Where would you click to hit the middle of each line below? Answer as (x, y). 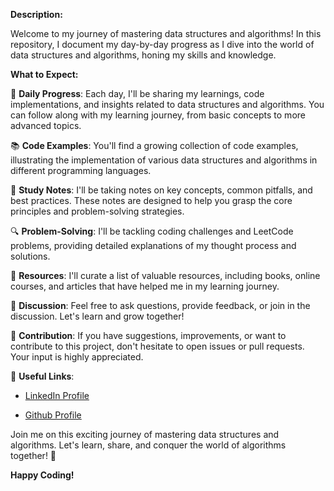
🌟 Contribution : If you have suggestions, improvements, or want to (148, 335)
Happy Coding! (42, 475)
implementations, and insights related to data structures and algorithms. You (167, 104)
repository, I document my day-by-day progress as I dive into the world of (162, 44)
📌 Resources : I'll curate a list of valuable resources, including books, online (165, 275)
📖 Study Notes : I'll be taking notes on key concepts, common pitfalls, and (161, 190)
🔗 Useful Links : (42, 376)
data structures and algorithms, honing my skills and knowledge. (143, 55)
